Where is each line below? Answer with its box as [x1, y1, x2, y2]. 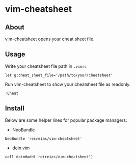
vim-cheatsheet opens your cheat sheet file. [5, 36, 95, 42]
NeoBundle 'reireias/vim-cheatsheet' [5, 136, 82, 141]
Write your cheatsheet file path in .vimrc [5, 63, 87, 69]
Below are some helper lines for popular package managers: [5, 117, 127, 123]
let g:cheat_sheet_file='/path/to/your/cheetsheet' [5, 73, 113, 78]
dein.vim [12, 145, 30, 151]
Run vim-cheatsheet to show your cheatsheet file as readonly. [5, 81, 131, 87]
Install [5, 104, 25, 112]
